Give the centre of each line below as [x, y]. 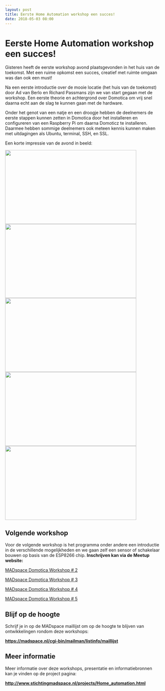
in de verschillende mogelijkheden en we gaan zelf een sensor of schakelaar [82, 550]
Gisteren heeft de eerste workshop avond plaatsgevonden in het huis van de [82, 68]
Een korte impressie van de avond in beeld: [49, 143]
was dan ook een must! [29, 78]
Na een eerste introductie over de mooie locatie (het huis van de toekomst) [81, 87]
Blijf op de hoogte [33, 614]
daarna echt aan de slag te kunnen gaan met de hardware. [64, 103]
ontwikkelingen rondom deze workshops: [47, 631]
